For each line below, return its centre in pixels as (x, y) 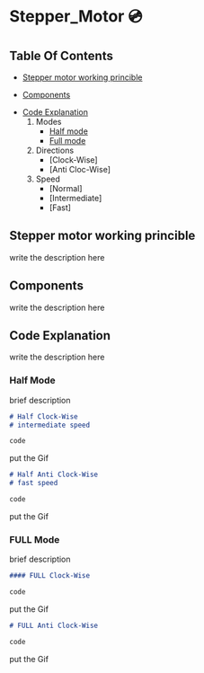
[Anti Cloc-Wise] (80, 169)
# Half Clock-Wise (44, 416)
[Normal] (66, 188)
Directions (55, 150)
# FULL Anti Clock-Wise (54, 626)
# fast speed (34, 483)
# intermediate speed (50, 425)
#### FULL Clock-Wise (50, 576)
